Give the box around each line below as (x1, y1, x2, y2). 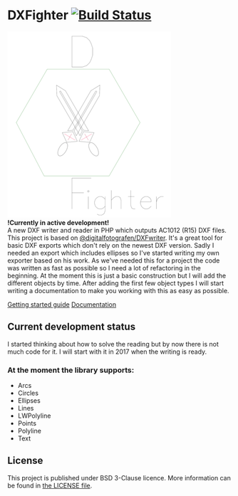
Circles (17, 389, 39, 398)
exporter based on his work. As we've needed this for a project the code (7, 256, 220, 265)
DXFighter (7, 7, 69, 23)
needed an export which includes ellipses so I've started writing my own (7, 248, 219, 257)
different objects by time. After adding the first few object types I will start (7, 278, 224, 287)
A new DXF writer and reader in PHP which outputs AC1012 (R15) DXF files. (7, 226, 227, 234)
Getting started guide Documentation (7, 300, 117, 309)
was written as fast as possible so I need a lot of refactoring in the (7, 263, 201, 272)
